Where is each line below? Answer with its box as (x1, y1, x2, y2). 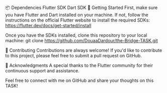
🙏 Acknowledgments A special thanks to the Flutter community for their (5, 62, 153, 68)
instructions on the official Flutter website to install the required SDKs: (5, 17, 150, 23)
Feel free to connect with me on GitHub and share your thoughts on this (5, 77, 154, 83)
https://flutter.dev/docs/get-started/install (5, 23, 92, 28)
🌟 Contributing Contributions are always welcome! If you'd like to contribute (5, 47, 162, 53)
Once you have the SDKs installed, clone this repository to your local (5, 32, 147, 38)
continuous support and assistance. (5, 68, 79, 73)
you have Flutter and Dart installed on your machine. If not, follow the (5, 12, 148, 18)
